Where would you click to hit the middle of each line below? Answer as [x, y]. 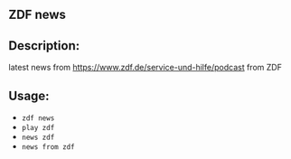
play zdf [38, 128]
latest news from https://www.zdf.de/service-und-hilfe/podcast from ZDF [145, 68]
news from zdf [48, 147]
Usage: [29, 95]
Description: [44, 46]
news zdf [38, 138]
